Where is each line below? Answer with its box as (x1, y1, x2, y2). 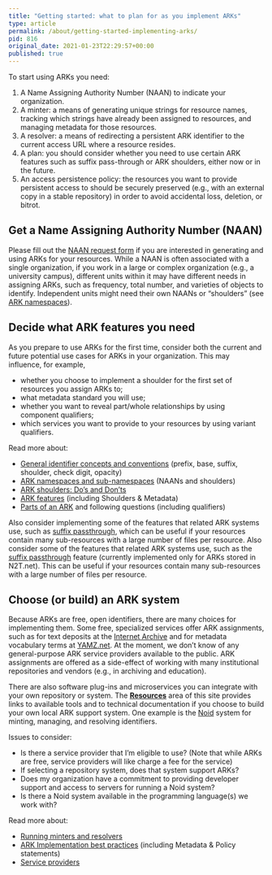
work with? (19, 800, 58, 810)
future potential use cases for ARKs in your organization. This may (8, 350, 230, 360)
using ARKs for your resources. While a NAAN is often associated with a (8, 254, 249, 263)
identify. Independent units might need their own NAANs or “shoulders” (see (8, 288, 264, 298)
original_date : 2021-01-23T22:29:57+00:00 (8, 42, 154, 50)
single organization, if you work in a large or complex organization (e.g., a (8, 262, 254, 272)
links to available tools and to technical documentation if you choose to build (8, 699, 265, 709)
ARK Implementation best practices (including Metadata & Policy (19, 840, 236, 850)
